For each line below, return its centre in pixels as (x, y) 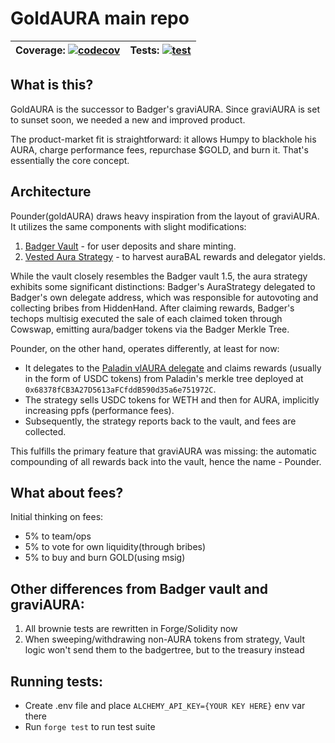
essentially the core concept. (70, 160)
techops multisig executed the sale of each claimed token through (146, 318)
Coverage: (40, 50)
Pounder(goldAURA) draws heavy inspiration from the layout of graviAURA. (165, 216)
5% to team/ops (58, 536)
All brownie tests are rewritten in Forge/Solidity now (131, 629)
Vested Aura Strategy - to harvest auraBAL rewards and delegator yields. (175, 256)
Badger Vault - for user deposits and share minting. (130, 246)
